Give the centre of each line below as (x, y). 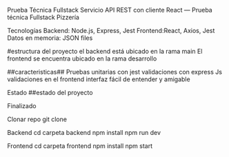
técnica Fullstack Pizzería (43, 17)
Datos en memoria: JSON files (50, 38)
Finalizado (22, 106)
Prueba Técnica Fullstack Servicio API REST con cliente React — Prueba (110, 10)
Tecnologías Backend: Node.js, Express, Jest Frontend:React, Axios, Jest (111, 31)
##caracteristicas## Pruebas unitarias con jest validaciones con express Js (115, 72)
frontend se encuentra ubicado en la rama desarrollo (82, 59)
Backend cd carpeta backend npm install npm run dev (84, 133)
